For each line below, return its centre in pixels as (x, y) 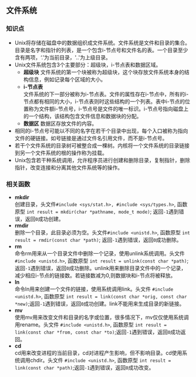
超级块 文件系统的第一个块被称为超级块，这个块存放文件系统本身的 (104, 72)
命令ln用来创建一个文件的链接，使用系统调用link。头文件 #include (94, 289)
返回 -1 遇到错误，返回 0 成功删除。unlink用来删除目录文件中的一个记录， (100, 268)
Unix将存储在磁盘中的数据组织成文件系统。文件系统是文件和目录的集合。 (102, 42)
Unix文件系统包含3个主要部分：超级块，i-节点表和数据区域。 (88, 65)
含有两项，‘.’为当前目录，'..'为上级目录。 (63, 57)
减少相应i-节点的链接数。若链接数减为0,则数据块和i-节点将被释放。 (95, 275)
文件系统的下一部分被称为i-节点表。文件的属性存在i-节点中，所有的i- (106, 94)
